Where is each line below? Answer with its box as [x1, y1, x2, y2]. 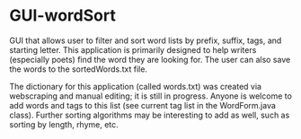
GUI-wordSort [9, 5, 117, 26]
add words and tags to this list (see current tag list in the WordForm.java [9, 100, 277, 110]
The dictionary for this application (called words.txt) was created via [9, 81, 262, 91]
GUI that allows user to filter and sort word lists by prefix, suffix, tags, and [9, 35, 282, 46]
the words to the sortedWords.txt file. [9, 64, 148, 74]
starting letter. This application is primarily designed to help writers [9, 44, 257, 55]
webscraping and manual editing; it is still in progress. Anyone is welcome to [9, 91, 292, 101]
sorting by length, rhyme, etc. [9, 118, 119, 130]
